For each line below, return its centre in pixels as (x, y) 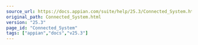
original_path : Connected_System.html (54, 17)
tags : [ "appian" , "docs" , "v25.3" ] (47, 33)
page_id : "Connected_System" (42, 28)
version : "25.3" (26, 22)
